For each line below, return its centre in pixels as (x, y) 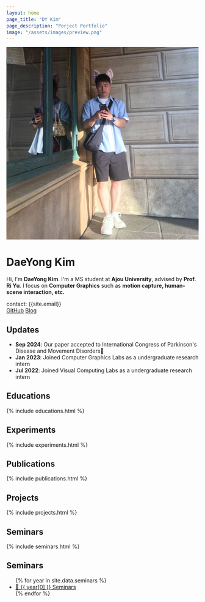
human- (175, 286)
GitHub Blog (22, 310)
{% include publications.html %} (47, 479)
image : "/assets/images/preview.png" (54, 32)
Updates (23, 330)
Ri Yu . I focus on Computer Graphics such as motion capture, (85, 286)
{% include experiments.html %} (47, 445)
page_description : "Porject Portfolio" (57, 26)
